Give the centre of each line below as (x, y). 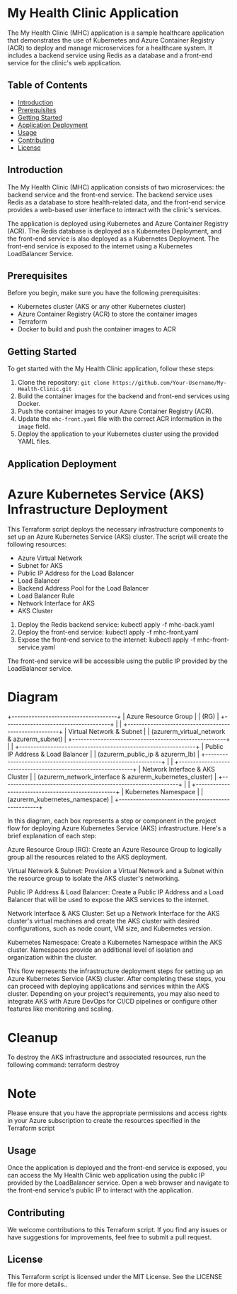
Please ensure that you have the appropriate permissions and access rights (117, 1113)
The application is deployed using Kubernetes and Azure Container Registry (118, 223)
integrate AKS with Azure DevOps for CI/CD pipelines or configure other (112, 1002)
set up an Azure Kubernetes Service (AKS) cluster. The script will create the (118, 537)
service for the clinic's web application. (64, 62)
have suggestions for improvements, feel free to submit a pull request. (110, 1237)
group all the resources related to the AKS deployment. (87, 857)
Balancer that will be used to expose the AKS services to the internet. (108, 900)
